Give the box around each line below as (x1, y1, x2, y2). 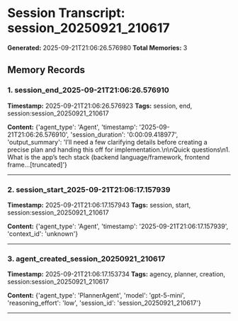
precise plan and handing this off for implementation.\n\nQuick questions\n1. (7, 145, 230, 154)
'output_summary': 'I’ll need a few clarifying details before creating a (7, 137, 208, 146)
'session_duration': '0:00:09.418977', (70, 130, 178, 139)
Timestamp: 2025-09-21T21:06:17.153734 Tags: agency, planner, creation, (7, 270, 225, 278)
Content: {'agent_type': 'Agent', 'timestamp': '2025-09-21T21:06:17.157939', (7, 222, 229, 230)
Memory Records (7, 64, 85, 76)
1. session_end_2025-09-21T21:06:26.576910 (7, 85, 170, 95)
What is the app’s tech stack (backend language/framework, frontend (7, 152, 210, 161)
